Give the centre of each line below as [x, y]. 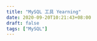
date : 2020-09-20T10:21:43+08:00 [49, 17]
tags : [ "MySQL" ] [27, 29]
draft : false [23, 23]
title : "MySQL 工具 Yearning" [44, 12]
